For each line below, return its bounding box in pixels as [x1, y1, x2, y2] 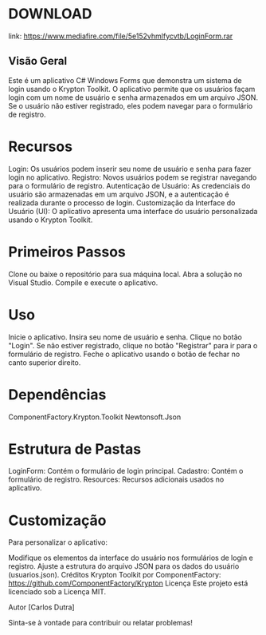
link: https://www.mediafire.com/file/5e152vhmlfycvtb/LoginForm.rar [8, 31, 233, 41]
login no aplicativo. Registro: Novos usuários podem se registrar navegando [8, 173, 257, 182]
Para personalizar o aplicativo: [8, 538, 108, 547]
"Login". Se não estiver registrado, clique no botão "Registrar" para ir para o [8, 340, 258, 350]
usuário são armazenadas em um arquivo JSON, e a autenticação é [8, 189, 229, 199]
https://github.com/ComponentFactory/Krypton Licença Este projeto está [8, 578, 248, 588]
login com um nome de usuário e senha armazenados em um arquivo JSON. [8, 93, 259, 102]
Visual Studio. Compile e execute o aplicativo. [8, 277, 158, 288]
